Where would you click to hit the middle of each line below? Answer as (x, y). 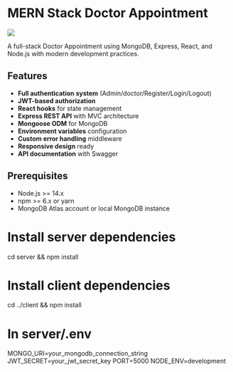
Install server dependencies (92, 237)
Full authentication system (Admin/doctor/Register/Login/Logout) (114, 93)
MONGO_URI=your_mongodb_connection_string (77, 354)
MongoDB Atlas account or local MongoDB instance (94, 208)
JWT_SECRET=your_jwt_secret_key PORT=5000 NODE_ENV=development (116, 361)
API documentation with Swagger (68, 154)
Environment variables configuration (72, 131)
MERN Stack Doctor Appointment (108, 13)
